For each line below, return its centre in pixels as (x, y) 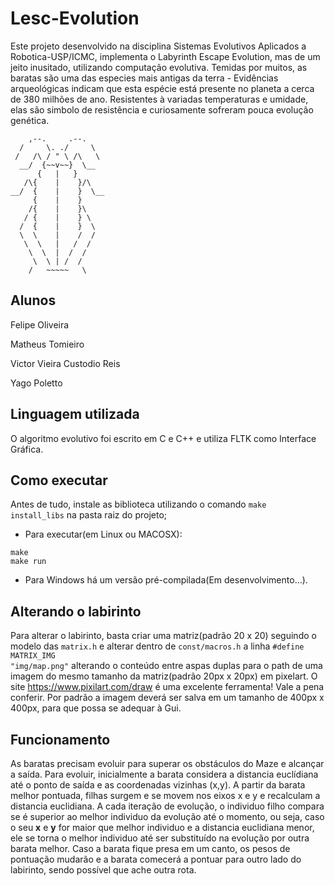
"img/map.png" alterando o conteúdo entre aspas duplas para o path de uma (166, 666)
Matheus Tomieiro (47, 344)
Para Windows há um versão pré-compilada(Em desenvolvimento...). (166, 580)
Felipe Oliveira (40, 324)
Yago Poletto (36, 383)
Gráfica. (27, 449)
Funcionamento (60, 739)
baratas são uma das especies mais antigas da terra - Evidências (144, 78)
